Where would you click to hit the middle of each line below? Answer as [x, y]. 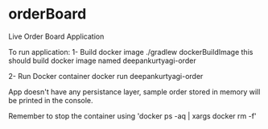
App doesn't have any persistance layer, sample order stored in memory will [134, 92]
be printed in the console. [51, 100]
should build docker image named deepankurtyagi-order [102, 60]
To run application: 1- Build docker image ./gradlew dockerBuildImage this [131, 52]
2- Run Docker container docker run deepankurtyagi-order [106, 76]
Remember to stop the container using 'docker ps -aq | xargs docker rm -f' [132, 116]
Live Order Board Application [56, 36]
